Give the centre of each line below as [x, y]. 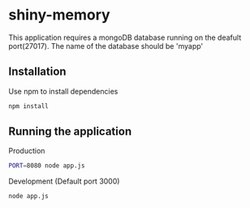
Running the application [70, 132]
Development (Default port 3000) [64, 181]
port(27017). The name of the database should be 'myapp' [106, 45]
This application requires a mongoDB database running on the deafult [125, 37]
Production [27, 151]
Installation [37, 72]
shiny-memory [60, 15]
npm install [28, 106]
